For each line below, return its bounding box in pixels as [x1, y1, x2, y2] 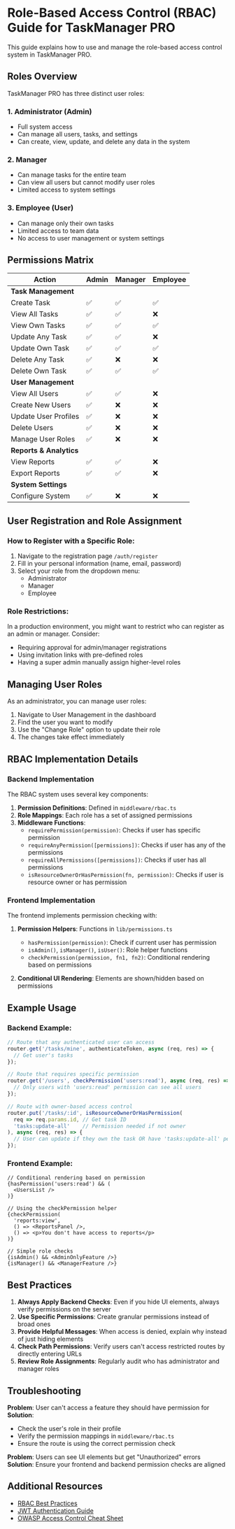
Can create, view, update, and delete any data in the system [17, 138, 190, 146]
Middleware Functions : [17, 818, 86, 827]
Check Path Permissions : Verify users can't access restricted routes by [17, 1342, 225, 1351]
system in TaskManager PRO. [7, 50, 92, 59]
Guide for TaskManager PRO [7, 20, 176, 36]
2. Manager [7, 155, 48, 164]
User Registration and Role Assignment [7, 515, 182, 527]
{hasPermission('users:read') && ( [7, 1181, 111, 1188]
